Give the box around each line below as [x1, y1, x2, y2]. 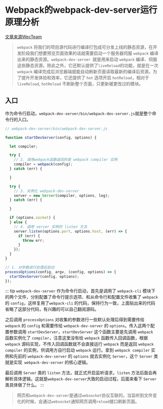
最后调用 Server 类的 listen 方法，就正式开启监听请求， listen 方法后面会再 [5, 370, 157, 376]
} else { [9, 220, 27, 225]
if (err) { [18, 233, 40, 238]
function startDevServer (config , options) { [5, 135, 97, 140]
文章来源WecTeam [5, 34, 42, 40]
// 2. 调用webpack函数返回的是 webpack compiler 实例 [14, 157, 118, 162]
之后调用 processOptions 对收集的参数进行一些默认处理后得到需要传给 [5, 317, 145, 323]
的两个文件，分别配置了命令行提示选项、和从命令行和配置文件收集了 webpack [5, 294, 158, 300]
